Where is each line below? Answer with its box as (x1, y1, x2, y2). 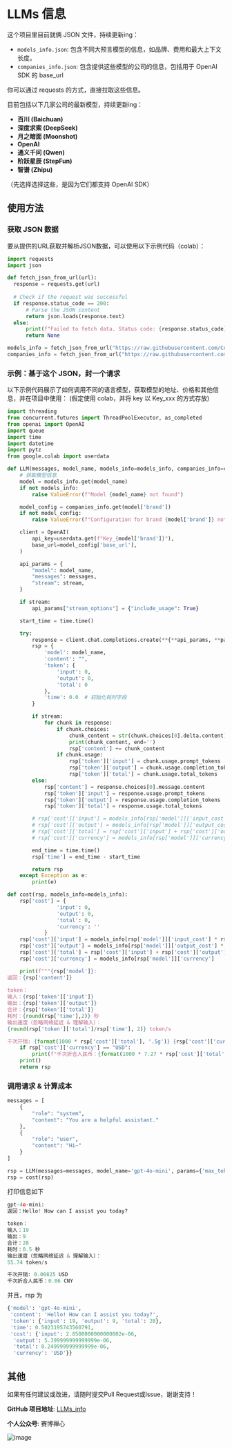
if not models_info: (19, 485, 79, 491)
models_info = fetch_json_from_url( (7, 344, 113, 352)
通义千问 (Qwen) (17, 148, 66, 156)
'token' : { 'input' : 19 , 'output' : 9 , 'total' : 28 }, (10, 1318, 162, 1324)
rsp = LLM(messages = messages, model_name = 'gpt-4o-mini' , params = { (7, 1167, 202, 1174)
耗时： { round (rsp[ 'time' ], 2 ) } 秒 (7, 1012, 99, 1019)
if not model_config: (19, 510, 81, 517)
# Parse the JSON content (25, 306, 100, 313)
